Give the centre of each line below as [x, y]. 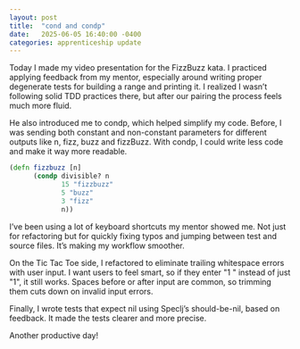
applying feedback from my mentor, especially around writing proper [136, 78]
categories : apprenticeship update [75, 42]
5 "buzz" [77, 193]
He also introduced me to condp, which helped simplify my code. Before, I [146, 123]
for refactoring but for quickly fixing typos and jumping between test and [143, 236]
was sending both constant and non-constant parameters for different [138, 133]
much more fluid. [41, 106]
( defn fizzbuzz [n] [46, 168]
